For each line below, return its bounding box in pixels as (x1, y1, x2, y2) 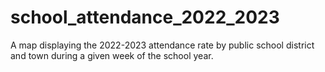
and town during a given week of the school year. (10, 49, 214, 61)
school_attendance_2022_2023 (10, 6, 280, 29)
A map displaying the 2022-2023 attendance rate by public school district (10, 39, 315, 51)
